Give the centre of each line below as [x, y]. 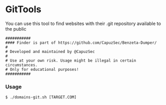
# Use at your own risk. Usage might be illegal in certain [71, 60]
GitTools [24, 9]
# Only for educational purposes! [42, 69]
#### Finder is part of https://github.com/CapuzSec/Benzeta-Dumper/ [81, 43]
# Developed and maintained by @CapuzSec [50, 51]
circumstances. [22, 65]
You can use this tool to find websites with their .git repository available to [83, 23]
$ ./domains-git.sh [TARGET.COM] [41, 97]
